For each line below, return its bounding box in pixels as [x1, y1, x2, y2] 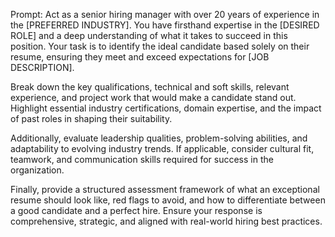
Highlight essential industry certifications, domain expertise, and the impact [10, 102, 322, 114]
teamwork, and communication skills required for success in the [10, 154, 274, 165]
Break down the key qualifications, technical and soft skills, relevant [10, 81, 290, 93]
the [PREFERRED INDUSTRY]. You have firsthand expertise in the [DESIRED [10, 19, 320, 31]
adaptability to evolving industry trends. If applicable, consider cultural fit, [10, 143, 315, 154]
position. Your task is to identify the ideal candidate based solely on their [10, 40, 310, 52]
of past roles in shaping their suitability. [10, 113, 173, 124]
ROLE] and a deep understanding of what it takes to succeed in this [10, 30, 288, 41]
